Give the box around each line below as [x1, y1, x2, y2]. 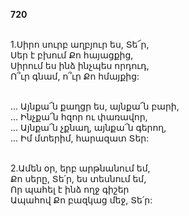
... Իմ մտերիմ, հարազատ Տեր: [10, 132, 150, 144]
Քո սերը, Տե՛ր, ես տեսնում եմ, [10, 173, 147, 184]
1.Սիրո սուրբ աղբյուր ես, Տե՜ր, [10, 39, 150, 50]
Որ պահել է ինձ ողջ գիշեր [10, 184, 130, 195]
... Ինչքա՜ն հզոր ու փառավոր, [10, 111, 148, 123]
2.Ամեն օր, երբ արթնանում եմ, [10, 162, 151, 174]
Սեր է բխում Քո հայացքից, [10, 49, 134, 61]
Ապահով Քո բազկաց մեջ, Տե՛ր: [10, 194, 153, 206]
